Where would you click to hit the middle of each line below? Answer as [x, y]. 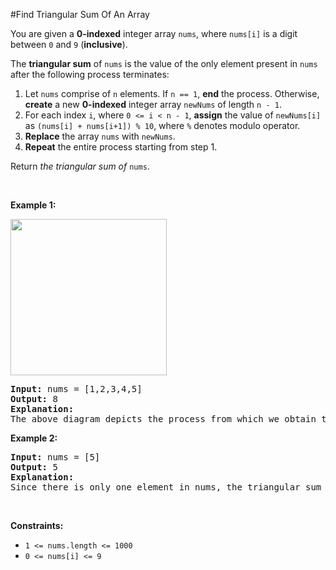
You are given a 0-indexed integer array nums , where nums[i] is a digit [154, 33]
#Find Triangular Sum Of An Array [80, 14]
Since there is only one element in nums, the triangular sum [166, 487]
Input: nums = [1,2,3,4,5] [76, 389]
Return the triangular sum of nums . [80, 166]
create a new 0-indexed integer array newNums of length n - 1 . [153, 104]
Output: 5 [34, 467]
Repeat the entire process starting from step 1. [121, 147]
